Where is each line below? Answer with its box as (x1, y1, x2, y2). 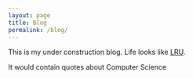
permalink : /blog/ (8, 26, 68, 34)
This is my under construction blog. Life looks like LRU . (8, 48, 186, 57)
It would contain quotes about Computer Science (8, 63, 167, 72)
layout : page (8, 11, 51, 20)
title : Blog (8, 19, 47, 27)
